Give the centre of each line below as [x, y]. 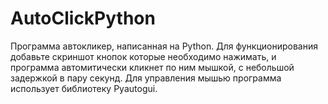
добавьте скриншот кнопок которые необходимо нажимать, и [143, 56]
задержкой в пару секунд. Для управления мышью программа [146, 78]
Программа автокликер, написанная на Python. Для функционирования [164, 46]
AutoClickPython [83, 18]
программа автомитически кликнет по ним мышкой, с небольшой [152, 67]
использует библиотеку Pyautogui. [84, 88]
